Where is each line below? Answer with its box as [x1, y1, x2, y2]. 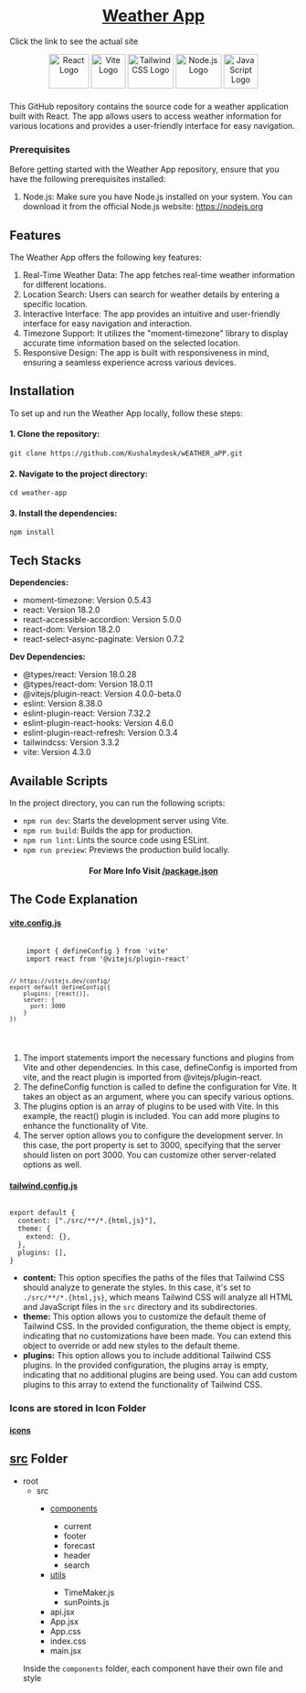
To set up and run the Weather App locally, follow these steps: [9, 408, 244, 419]
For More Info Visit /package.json [88, 865, 218, 876]
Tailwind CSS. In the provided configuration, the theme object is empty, [22, 1321, 291, 1332]
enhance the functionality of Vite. [22, 1121, 149, 1132]
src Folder [9, 1451, 69, 1467]
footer [63, 1530, 87, 1541]
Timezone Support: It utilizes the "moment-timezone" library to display [22, 328, 289, 339]
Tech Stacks [9, 552, 82, 568]
